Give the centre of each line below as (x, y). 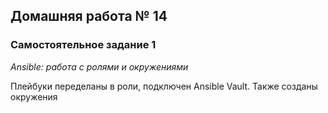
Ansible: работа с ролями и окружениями (99, 66)
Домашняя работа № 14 (89, 16)
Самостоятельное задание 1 (83, 45)
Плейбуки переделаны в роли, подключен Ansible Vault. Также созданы (164, 86)
